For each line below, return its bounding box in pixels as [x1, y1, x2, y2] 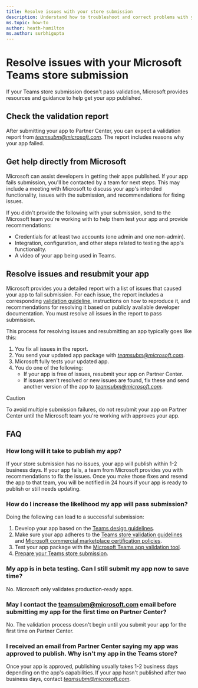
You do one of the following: [14, 364, 84, 371]
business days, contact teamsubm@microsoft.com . [6, 676, 131, 683]
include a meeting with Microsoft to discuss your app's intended [6, 185, 162, 192]
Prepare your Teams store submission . [14, 550, 108, 557]
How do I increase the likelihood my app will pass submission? [6, 500, 188, 508]
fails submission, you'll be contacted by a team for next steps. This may [6, 178, 180, 186]
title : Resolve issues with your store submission [6, 8, 133, 15]
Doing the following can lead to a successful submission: [6, 513, 144, 520]
